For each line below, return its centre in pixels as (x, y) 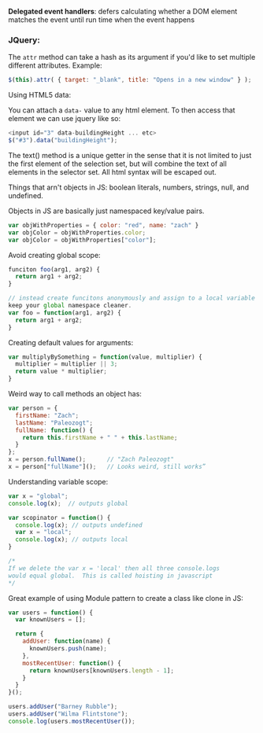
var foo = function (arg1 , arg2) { (65, 313)
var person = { (33, 408)
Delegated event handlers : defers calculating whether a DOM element (123, 11)
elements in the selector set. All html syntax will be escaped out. (112, 171)
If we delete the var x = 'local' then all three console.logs (114, 568)
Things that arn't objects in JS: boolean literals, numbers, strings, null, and (129, 187)
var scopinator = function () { (59, 518)
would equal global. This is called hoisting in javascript (111, 576)
